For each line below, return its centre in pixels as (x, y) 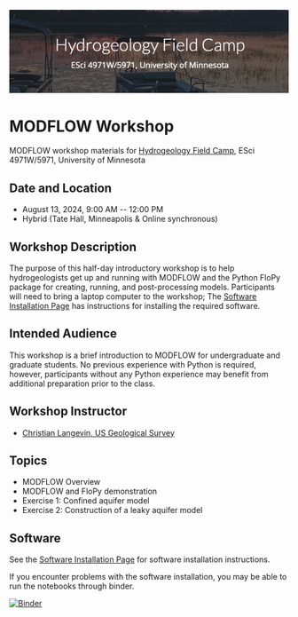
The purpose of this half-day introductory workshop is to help (122, 268)
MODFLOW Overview (61, 482)
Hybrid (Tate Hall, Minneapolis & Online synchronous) (120, 219)
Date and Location (61, 188)
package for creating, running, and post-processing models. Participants (142, 287)
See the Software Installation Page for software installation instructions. (140, 559)
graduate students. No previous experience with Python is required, (133, 364)
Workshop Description (73, 246)
